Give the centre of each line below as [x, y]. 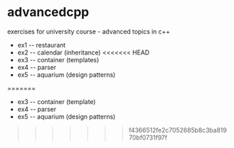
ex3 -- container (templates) [58, 59]
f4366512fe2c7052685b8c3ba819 [178, 130]
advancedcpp [48, 12]
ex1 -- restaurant [42, 45]
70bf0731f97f [148, 138]
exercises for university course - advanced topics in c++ [89, 31]
